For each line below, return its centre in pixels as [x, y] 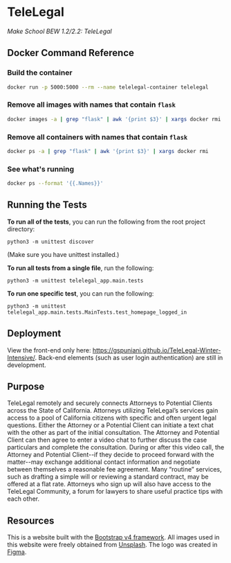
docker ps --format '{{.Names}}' [55, 184]
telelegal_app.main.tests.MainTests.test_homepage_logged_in [97, 312]
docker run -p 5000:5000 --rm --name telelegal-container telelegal [108, 87]
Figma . [17, 552]
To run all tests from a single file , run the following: [81, 268]
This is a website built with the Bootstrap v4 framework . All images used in [113, 537]
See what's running [41, 169]
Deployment [34, 333]
